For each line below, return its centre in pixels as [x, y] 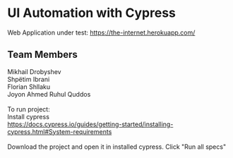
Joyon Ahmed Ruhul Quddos [49, 94]
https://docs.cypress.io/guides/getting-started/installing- [90, 124]
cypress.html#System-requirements [60, 131]
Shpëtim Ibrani [29, 79]
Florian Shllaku [29, 87]
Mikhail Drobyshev [34, 71]
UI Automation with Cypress [92, 13]
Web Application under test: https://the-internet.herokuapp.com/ [101, 32]
